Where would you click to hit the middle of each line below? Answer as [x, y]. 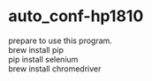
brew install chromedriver [55, 69]
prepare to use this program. [60, 40]
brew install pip [36, 49]
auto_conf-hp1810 [76, 16]
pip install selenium [43, 59]
